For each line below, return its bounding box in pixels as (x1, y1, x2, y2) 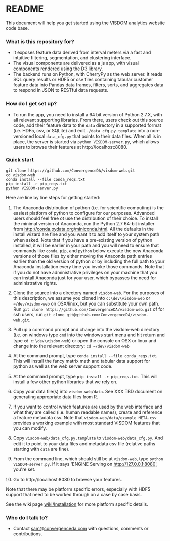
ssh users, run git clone (13, 311, 65, 317)
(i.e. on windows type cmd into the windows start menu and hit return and (13, 332, 165, 338)
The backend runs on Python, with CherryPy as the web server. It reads (13, 71, 163, 77)
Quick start (6, 156, 34, 163)
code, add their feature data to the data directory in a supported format (13, 122, 161, 128)
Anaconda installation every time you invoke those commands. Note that (13, 263, 164, 269)
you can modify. (13, 425, 47, 431)
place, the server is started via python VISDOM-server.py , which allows (13, 138, 159, 145)
